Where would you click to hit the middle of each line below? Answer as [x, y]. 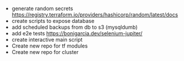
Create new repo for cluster [45, 52]
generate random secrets [42, 9]
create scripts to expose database [53, 21]
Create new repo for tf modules [50, 46]
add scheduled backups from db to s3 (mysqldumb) [75, 27]
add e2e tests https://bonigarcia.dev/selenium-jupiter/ [77, 33]
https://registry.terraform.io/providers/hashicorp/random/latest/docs [95, 15]
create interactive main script [47, 40]
